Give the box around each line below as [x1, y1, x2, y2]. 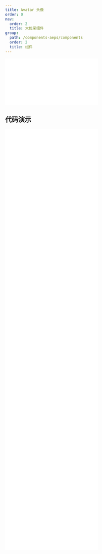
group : [5, 30, 19, 35]
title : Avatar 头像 [5, 7, 44, 12]
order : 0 [5, 12, 23, 17]
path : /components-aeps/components [9, 35, 83, 40]
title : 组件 [9, 44, 33, 49]
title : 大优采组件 [9, 26, 44, 31]
